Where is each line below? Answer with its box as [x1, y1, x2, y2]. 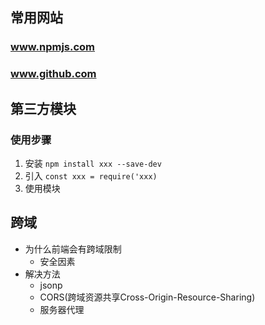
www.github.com [10, 67, 97, 81]
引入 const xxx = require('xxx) [24, 169, 158, 182]
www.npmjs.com [10, 40, 96, 54]
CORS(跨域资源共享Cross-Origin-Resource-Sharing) [39, 291, 256, 303]
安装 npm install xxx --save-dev [24, 157, 162, 169]
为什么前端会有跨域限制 [24, 243, 122, 255]
